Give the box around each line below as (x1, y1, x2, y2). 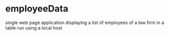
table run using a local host (5, 24, 62, 30)
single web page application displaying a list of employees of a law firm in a (5, 19, 164, 25)
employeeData (5, 3, 68, 14)
